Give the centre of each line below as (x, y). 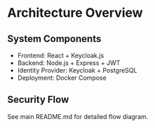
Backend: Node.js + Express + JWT (69, 63)
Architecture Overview (75, 13)
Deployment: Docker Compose (62, 78)
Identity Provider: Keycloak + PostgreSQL (77, 70)
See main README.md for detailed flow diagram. (78, 116)
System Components (54, 39)
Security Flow (38, 100)
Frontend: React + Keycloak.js (61, 55)
